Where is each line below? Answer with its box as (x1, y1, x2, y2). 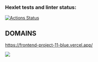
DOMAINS (5, 29, 37, 38)
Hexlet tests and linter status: (5, 4, 77, 11)
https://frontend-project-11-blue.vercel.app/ (5, 42, 93, 48)
